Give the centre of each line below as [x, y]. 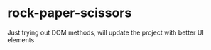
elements [21, 39]
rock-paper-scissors [70, 13]
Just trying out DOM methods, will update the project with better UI [105, 32]
